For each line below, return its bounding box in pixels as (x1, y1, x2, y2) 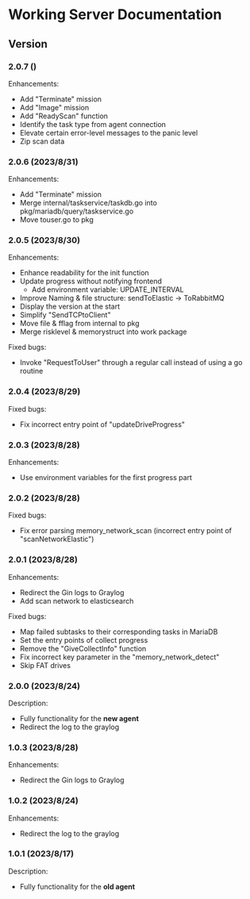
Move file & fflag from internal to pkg (19, 319, 140, 328)
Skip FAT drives (19, 660, 71, 670)
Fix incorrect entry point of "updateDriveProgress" (19, 419, 185, 429)
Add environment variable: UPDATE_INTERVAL (31, 285, 184, 294)
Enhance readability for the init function (19, 268, 149, 278)
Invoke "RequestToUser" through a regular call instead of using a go (19, 358, 243, 367)
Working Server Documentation (8, 6, 222, 24)
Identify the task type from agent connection (19, 119, 167, 129)
